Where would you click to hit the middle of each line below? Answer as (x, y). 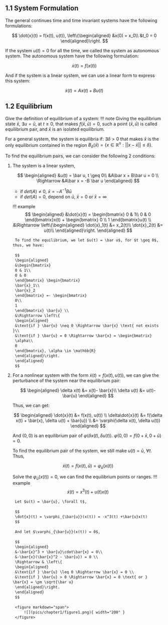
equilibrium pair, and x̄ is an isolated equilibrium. (55, 129)
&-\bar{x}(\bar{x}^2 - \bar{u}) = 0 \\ (56, 557)
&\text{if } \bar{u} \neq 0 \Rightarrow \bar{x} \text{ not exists (87, 326)
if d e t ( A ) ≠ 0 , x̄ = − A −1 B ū (46, 191)
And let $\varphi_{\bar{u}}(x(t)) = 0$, (58, 532)
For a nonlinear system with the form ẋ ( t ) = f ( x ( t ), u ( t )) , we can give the (86, 375)
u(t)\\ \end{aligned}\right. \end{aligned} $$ (88, 230)
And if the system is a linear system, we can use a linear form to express (80, 75)
